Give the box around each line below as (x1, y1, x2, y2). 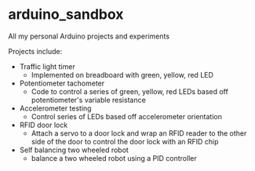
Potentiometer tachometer (19, 78, 105, 88)
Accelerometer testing (19, 104, 92, 113)
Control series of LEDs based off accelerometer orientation (31, 111, 222, 121)
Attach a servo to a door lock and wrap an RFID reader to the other (31, 128, 247, 138)
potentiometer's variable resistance (31, 95, 147, 104)
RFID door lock (19, 120, 68, 129)
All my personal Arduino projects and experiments (8, 31, 170, 41)
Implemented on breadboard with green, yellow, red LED (31, 70, 214, 79)
